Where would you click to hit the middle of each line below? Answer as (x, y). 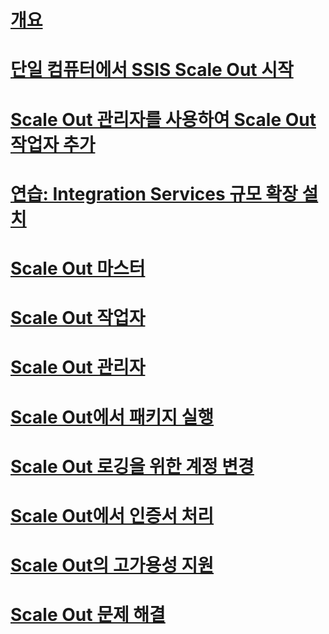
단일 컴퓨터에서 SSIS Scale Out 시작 (152, 70)
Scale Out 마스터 (78, 268)
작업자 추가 (53, 144)
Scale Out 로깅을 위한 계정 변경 (132, 466)
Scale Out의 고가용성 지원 (112, 565)
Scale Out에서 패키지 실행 (112, 417)
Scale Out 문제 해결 (88, 615)
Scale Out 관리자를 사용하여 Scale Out (163, 119)
